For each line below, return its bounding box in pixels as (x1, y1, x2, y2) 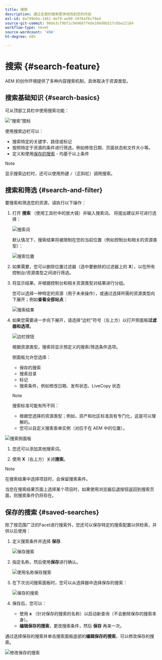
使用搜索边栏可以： (5, 128, 44, 134)
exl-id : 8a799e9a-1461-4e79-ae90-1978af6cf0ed (5, 16, 101, 21)
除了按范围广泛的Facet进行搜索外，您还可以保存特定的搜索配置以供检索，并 (5, 522, 157, 528)
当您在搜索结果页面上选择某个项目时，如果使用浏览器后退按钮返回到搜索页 (5, 486, 154, 492)
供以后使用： (5, 528, 31, 534)
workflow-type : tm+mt (5, 25, 49, 30)
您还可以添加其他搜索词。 (12, 446, 64, 452)
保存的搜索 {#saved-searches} (5, 508, 100, 516)
